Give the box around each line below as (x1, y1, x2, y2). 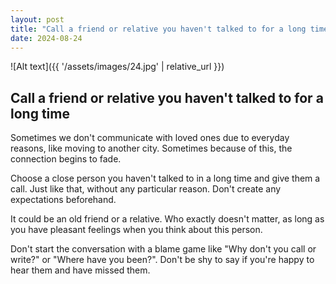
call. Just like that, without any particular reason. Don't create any (10, 183, 282, 195)
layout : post (10, 14, 65, 25)
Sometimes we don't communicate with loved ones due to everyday (10, 132, 290, 144)
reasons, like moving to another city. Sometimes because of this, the (10, 142, 293, 155)
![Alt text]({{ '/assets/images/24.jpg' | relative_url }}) (10, 61, 225, 73)
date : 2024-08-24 (10, 33, 83, 43)
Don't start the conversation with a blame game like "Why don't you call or (10, 243, 317, 255)
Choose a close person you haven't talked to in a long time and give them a (10, 172, 321, 185)
